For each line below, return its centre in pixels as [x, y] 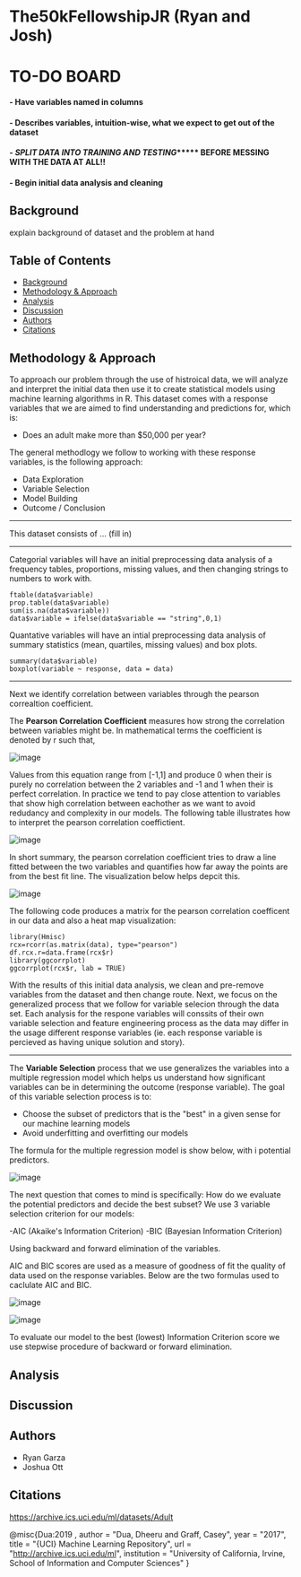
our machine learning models [76, 1124]
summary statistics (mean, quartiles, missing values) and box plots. [133, 645]
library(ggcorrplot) [48, 961]
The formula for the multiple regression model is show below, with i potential [150, 1151]
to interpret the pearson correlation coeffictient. [97, 823]
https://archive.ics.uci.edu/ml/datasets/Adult [91, 1517]
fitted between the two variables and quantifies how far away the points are [149, 867]
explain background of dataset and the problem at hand [112, 232]
